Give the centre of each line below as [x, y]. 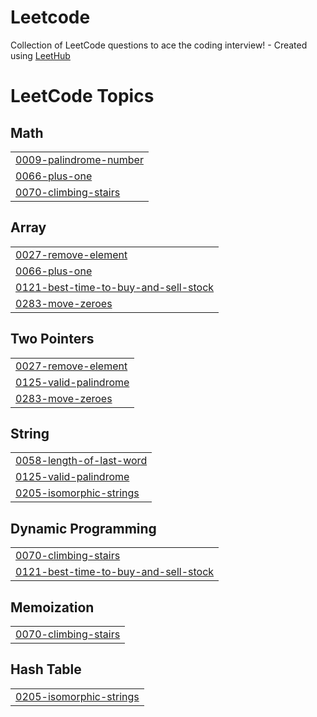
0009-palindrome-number [79, 159]
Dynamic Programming [83, 528]
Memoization [52, 607]
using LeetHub [40, 55]
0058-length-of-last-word [81, 461]
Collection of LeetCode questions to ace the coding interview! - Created [159, 45]
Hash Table [46, 669]
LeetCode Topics [82, 96]
